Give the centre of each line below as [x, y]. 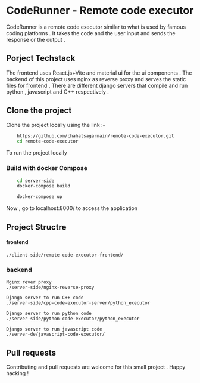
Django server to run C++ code [45, 298]
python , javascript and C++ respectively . [57, 92]
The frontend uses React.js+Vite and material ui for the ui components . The [99, 73]
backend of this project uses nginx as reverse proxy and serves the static [96, 79]
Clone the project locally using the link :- [56, 125]
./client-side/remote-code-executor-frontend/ [65, 255]
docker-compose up [40, 197]
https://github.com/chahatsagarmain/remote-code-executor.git [96, 136]
